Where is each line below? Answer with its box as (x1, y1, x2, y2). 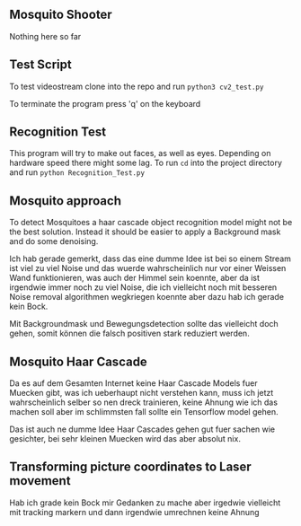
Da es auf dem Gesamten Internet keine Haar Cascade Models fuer (9, 378, 258, 389)
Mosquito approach (9, 193, 121, 208)
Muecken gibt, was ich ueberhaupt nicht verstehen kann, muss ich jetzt (9, 388, 274, 399)
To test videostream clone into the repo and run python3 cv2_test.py (9, 81, 264, 92)
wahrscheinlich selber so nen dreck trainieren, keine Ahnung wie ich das (9, 397, 279, 408)
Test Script (9, 57, 72, 73)
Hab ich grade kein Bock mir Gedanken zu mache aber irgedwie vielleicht (9, 497, 281, 508)
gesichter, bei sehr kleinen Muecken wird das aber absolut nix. (9, 434, 241, 444)
